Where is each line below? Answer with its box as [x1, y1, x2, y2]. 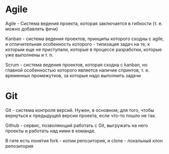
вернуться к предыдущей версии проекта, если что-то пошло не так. [5, 112, 157, 118]
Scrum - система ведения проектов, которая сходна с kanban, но [5, 61, 148, 68]
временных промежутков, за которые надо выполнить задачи [5, 72, 141, 78]
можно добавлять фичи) [5, 25, 59, 32]
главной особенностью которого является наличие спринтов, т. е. [5, 67, 150, 73]
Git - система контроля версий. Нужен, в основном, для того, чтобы [5, 107, 154, 113]
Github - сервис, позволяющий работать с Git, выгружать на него [5, 122, 149, 128]
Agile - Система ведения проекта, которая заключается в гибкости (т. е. [5, 20, 163, 26]
